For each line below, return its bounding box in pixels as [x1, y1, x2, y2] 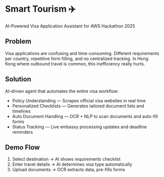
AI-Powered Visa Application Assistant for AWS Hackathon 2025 [5, 23, 136, 29]
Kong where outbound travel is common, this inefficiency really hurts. [5, 60, 145, 66]
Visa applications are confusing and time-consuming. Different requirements [5, 50, 160, 56]
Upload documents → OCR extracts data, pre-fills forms [12, 167, 125, 173]
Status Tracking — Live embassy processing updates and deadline [12, 123, 147, 130]
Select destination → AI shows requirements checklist [12, 156, 121, 162]
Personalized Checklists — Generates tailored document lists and [12, 103, 144, 109]
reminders [12, 129, 33, 135]
